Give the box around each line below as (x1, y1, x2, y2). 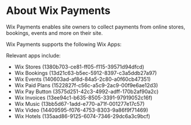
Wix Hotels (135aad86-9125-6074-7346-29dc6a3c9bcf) (14, 112, 151, 120)
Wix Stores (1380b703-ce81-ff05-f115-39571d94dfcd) (14, 63, 145, 70)
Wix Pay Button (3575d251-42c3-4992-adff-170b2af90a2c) (14, 88, 159, 95)
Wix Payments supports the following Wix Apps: (6, 41, 121, 48)
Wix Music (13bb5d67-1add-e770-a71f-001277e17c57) (14, 100, 145, 107)
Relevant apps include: (6, 52, 61, 59)
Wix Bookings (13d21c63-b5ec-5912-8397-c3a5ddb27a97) (14, 69, 157, 76)
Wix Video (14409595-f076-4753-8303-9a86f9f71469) (14, 106, 148, 113)
